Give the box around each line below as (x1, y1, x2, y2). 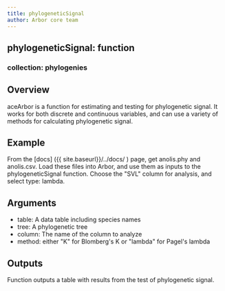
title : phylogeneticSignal (7, 10, 85, 17)
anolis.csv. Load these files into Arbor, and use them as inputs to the (7, 163, 201, 171)
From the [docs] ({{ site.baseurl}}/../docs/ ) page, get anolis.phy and (7, 155, 201, 163)
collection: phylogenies (7, 63, 88, 72)
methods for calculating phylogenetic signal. (7, 117, 133, 125)
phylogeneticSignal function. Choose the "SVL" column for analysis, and (7, 170, 212, 178)
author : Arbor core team (7, 17, 78, 23)
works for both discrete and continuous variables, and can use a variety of (7, 110, 219, 118)
